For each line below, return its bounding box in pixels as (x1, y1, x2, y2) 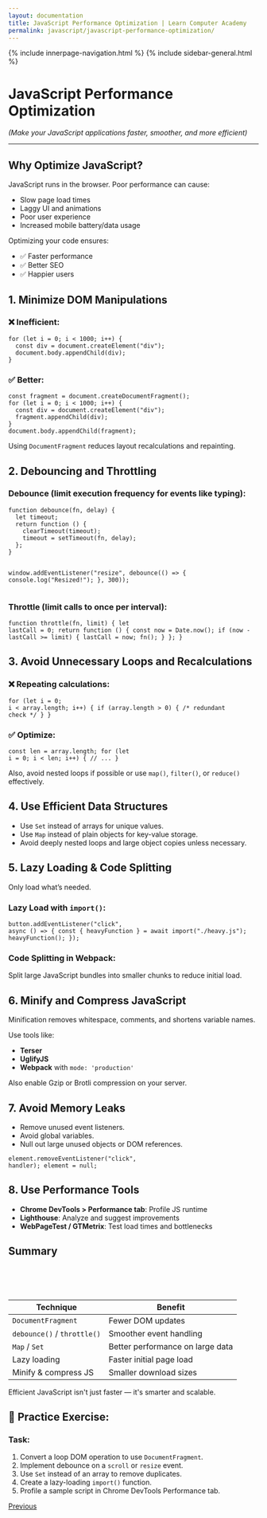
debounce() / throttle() (12, 1328, 102, 1339)
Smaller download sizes (108, 1367, 197, 1378)
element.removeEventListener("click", (8, 1155, 137, 1163)
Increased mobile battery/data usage (19, 221, 141, 230)
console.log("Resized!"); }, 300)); (8, 575, 130, 584)
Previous (8, 1501, 37, 1511)
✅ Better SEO (19, 261, 64, 270)
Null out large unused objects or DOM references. (19, 1139, 183, 1148)
